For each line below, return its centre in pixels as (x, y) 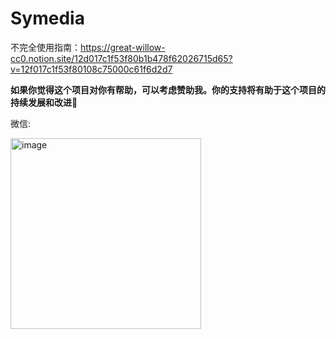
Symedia (47, 18)
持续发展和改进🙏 (44, 102)
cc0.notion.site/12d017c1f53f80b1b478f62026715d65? (121, 58)
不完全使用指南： (45, 47)
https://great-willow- (123, 47)
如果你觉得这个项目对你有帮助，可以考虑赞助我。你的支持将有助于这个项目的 (168, 89)
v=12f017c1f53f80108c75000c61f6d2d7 (91, 69)
